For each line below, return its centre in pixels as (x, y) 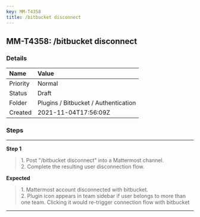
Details (17, 58)
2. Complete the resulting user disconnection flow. (82, 166)
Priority (19, 84)
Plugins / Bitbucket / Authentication (87, 103)
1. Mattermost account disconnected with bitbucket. (85, 190)
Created (21, 112)
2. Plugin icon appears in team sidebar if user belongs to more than (103, 196)
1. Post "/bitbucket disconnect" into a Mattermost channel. (92, 161)
